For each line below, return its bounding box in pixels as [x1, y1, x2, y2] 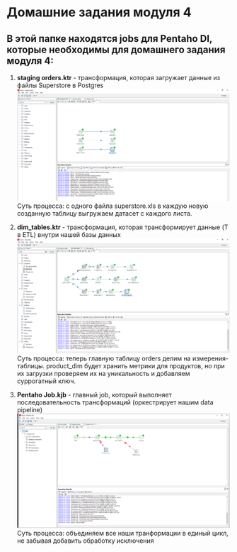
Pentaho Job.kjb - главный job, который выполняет [16, 390, 172, 399]
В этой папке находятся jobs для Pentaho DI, [6, 33, 213, 45]
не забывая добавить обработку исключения [16, 536, 154, 545]
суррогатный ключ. [16, 377, 76, 385]
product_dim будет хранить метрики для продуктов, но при [46, 361, 226, 370]
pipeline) [16, 405, 43, 414]
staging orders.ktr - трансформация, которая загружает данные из [16, 74, 221, 82]
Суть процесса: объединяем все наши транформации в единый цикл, [16, 529, 229, 538]
